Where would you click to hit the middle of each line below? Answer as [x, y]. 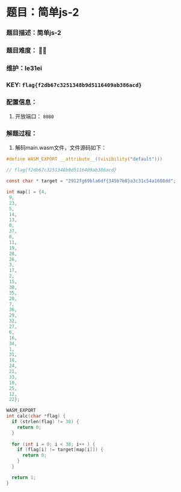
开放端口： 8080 [34, 117]
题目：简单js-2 [43, 12]
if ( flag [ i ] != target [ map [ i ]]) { [60, 450]
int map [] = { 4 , [26, 192]
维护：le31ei [24, 68]
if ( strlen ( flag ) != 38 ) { [45, 422]
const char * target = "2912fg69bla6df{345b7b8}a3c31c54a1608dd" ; [91, 181]
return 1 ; [24, 478]
